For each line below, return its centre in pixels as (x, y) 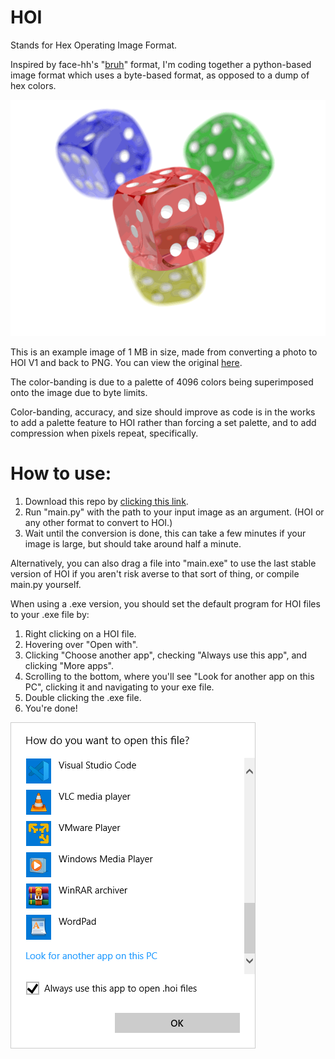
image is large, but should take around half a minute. (133, 543)
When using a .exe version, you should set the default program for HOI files (165, 603)
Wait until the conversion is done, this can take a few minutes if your (165, 533)
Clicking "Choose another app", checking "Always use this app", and (166, 655)
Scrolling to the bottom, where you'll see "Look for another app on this (169, 676)
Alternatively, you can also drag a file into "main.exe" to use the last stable (163, 563)
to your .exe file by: (50, 614)
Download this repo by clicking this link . (106, 501)
